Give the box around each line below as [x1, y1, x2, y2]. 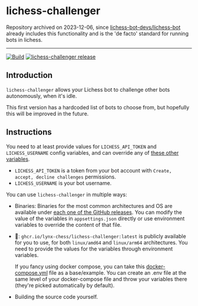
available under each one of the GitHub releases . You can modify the [14, 209, 183, 216]
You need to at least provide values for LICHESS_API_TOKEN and [6, 143, 157, 150]
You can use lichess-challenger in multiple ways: [6, 191, 127, 198]
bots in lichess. [6, 36, 43, 43]
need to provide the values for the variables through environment [14, 245, 173, 252]
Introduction [6, 70, 53, 80]
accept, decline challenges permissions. [14, 173, 117, 180]
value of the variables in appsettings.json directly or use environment [14, 214, 185, 222]
